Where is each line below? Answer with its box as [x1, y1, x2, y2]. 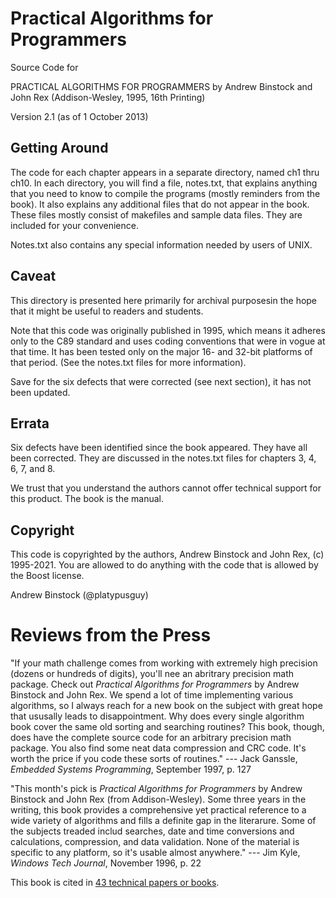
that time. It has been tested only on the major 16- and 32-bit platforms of [10, 345, 313, 357]
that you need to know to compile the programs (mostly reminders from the [10, 187, 321, 199]
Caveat [10, 268, 57, 285]
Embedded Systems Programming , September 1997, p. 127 [10, 763, 252, 776]
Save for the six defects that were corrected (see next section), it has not [10, 375, 312, 387]
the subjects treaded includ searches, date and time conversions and [10, 825, 295, 837]
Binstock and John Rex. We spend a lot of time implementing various [10, 689, 294, 701]
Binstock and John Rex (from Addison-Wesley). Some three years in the [10, 793, 307, 806]
